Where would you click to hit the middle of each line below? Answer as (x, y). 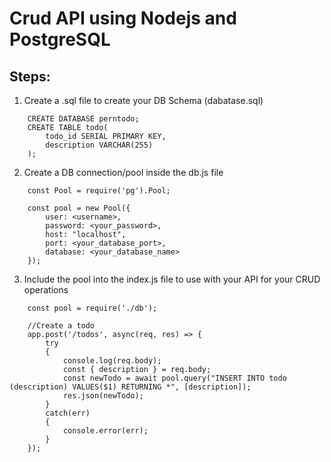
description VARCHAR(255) (99, 145)
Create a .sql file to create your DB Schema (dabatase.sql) (143, 100)
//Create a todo (61, 326)
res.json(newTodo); (103, 396)
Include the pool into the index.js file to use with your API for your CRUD (172, 279)
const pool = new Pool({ (79, 208)
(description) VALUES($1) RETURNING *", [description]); (130, 387)
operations (46, 290)
